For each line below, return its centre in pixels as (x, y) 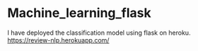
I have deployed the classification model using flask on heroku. (99, 33)
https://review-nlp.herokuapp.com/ (58, 40)
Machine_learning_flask (80, 13)
